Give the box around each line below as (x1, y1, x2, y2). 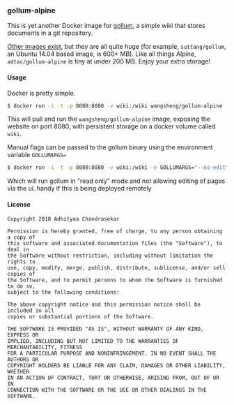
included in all (7, 307, 54, 314)
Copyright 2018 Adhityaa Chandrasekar (7, 216, 120, 223)
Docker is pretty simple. (7, 89, 76, 97)
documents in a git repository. (7, 29, 93, 37)
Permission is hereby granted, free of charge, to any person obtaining (7, 228, 223, 235)
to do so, (7, 283, 36, 290)
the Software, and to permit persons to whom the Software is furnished (7, 277, 223, 284)
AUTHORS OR (7, 356, 39, 363)
